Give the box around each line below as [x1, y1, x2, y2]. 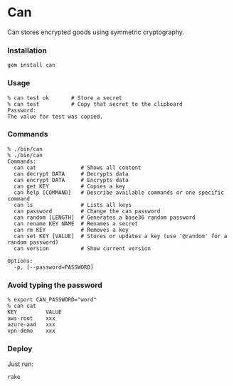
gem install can [7, 62, 55, 69]
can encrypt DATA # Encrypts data [14, 176, 129, 183]
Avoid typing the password [7, 280, 103, 290]
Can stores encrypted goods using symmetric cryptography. [7, 28, 185, 36]
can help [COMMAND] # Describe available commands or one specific [14, 189, 224, 196]
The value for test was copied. [7, 113, 103, 120]
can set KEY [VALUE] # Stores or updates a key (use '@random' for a [14, 232, 228, 240]
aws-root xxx [7, 315, 55, 322]
